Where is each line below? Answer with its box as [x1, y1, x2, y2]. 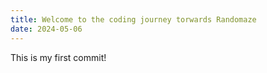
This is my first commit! [10, 51, 107, 63]
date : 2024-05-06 [10, 24, 83, 34]
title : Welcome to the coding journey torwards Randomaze [10, 14, 257, 25]
